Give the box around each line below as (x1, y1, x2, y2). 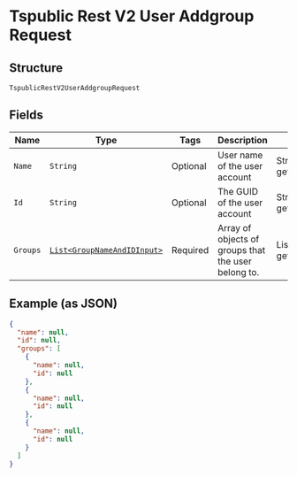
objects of (217, 233, 260, 245)
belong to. (217, 265, 260, 278)
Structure (9, 60, 64, 75)
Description (217, 134, 268, 146)
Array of (217, 221, 252, 234)
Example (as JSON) (9, 296, 118, 312)
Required (171, 243, 209, 256)
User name (217, 149, 263, 161)
